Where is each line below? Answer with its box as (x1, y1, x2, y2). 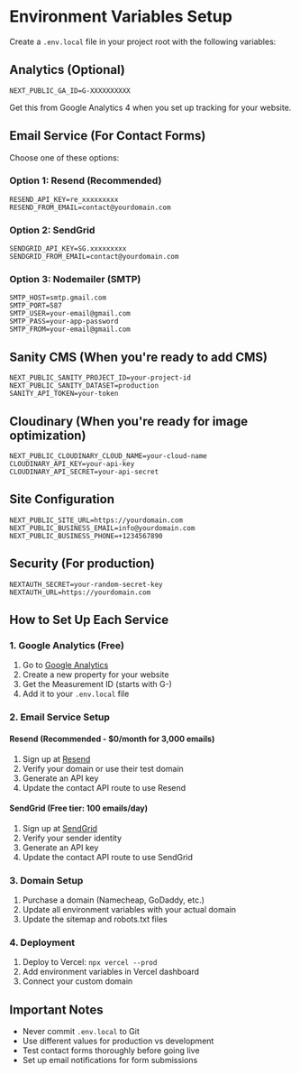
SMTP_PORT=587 (9, 301, 63, 310)
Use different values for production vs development (22, 1035, 214, 1047)
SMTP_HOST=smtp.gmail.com (9, 293, 106, 303)
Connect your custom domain (22, 976, 133, 987)
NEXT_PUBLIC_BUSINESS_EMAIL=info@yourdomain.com (9, 523, 195, 533)
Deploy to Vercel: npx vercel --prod (22, 957, 158, 968)
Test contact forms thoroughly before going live (22, 1045, 200, 1056)
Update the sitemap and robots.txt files (22, 913, 168, 925)
